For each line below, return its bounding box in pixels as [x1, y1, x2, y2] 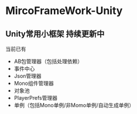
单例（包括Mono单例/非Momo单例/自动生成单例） [13, 102, 135, 109]
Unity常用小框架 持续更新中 [5, 29, 105, 39]
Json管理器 [13, 72, 42, 80]
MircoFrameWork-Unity [5, 4, 123, 18]
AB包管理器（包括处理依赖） [13, 58, 83, 65]
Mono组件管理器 [13, 80, 54, 87]
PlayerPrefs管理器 [13, 95, 58, 101]
